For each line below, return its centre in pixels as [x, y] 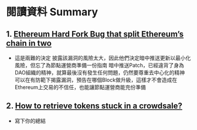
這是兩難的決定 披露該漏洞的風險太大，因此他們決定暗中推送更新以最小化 [103, 58]
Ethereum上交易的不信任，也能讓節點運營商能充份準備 [80, 87]
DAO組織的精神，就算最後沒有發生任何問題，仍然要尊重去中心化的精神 [100, 73]
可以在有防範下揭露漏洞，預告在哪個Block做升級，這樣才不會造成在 [96, 80]
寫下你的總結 [30, 121]
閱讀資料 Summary [52, 12]
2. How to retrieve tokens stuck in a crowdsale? [94, 106]
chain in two [29, 43]
